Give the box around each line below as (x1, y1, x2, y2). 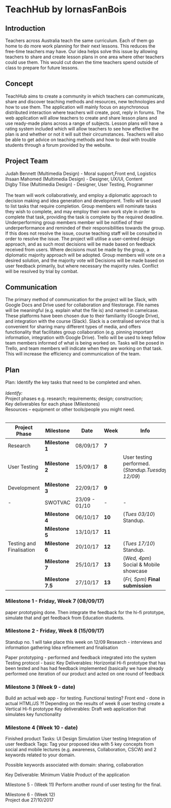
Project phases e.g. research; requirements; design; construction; (5, 395, 143, 402)
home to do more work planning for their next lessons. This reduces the (5, 43, 156, 49)
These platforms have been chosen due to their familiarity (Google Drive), (5, 313, 160, 319)
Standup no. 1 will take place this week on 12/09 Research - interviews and (5, 639, 162, 645)
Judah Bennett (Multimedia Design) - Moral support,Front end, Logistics (5, 170, 157, 176)
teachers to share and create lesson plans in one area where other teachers (5, 54, 164, 60)
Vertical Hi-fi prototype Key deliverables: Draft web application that (5, 706, 146, 712)
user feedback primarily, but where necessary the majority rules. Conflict (5, 262, 159, 269)
